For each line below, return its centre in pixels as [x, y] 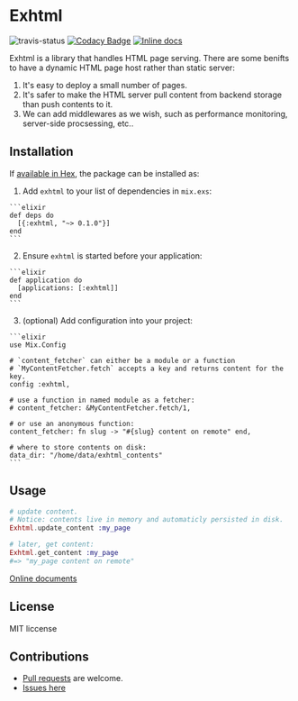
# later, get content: [52, 545]
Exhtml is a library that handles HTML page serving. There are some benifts [149, 58]
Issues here [44, 688]
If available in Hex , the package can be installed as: [104, 173]
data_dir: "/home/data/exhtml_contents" [86, 455]
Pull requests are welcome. [72, 678]
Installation [41, 152]
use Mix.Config [38, 345]
